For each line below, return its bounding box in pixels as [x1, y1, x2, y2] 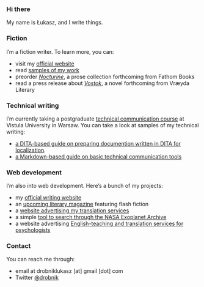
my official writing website [15, 194, 82, 201]
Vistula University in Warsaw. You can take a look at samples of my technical [6, 121, 199, 129]
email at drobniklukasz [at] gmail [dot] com [15, 267, 123, 275]
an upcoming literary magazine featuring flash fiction [15, 201, 149, 208]
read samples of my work [15, 66, 79, 73]
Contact [6, 242, 31, 250]
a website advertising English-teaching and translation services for [15, 220, 184, 228]
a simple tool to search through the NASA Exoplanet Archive [15, 214, 167, 221]
